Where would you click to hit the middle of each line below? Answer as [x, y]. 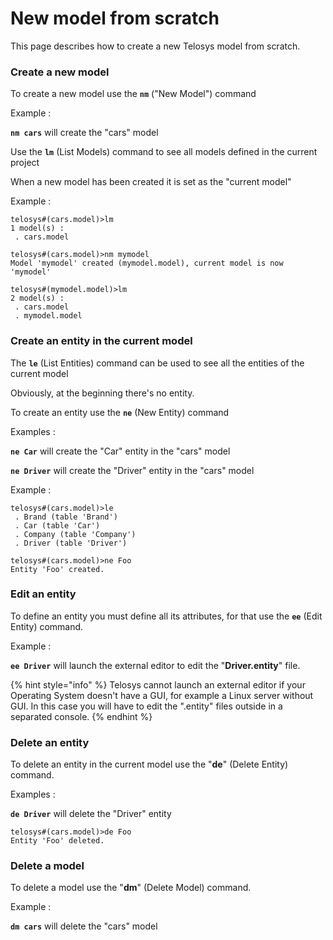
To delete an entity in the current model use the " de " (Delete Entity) [149, 764]
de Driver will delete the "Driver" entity [91, 814]
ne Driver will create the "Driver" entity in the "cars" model [132, 470]
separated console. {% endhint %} [81, 716]
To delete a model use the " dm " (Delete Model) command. [131, 888]
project [25, 163]
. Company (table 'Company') [75, 534]
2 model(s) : [37, 298]
